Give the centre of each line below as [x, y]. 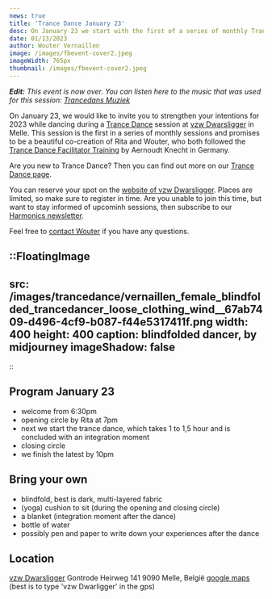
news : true [27, 16]
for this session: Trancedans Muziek [70, 100]
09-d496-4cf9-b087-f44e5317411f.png [111, 322]
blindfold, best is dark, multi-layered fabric [92, 499]
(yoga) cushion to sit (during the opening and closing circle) [120, 507]
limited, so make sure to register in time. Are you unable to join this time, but [135, 198]
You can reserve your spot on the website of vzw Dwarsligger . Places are [131, 190]
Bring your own [48, 480]
